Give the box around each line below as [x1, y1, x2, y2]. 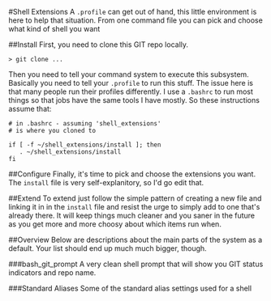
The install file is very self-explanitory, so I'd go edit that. [8, 178, 204, 187]
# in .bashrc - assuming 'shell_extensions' [8, 120, 161, 128]
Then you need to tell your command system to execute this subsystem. [8, 70, 249, 79]
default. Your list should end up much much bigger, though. [8, 244, 207, 253]
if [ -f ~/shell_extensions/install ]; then [8, 141, 161, 149]
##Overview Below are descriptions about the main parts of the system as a [8, 235, 263, 244]
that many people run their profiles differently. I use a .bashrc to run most [8, 87, 254, 96]
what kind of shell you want [8, 24, 101, 33]
